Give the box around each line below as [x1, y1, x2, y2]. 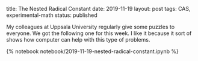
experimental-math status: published [6, 11, 97, 19]
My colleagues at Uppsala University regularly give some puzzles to [6, 24, 175, 30]
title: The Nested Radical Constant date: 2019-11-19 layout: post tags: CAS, [6, 5, 191, 12]
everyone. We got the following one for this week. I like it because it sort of [6, 30, 192, 37]
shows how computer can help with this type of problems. [6, 36, 150, 43]
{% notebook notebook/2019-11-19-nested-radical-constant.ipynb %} [6, 48, 179, 55]
